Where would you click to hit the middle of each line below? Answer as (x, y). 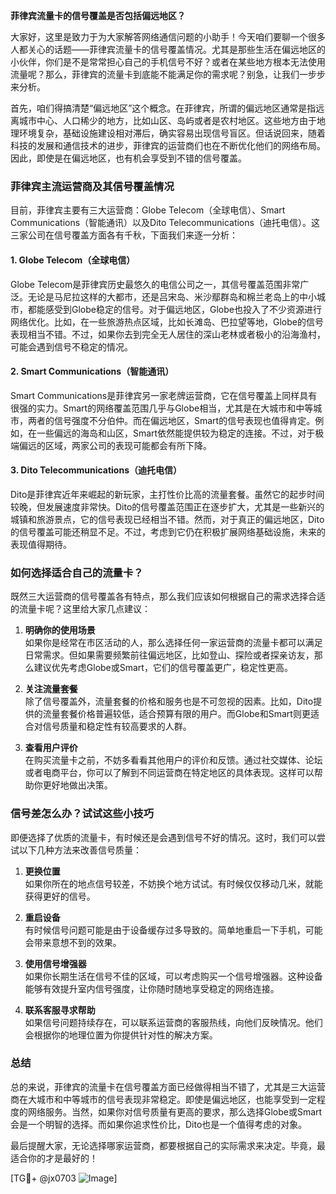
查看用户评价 (51, 748)
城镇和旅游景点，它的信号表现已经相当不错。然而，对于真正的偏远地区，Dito (167, 519)
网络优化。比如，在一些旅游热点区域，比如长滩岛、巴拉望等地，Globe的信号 (167, 321)
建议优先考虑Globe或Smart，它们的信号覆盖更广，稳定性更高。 (163, 668)
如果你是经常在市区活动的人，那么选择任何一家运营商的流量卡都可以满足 (173, 643)
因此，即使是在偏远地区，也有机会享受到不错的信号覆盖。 (128, 158)
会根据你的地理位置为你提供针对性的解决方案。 (121, 1035)
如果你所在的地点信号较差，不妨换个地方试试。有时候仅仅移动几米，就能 (173, 883)
